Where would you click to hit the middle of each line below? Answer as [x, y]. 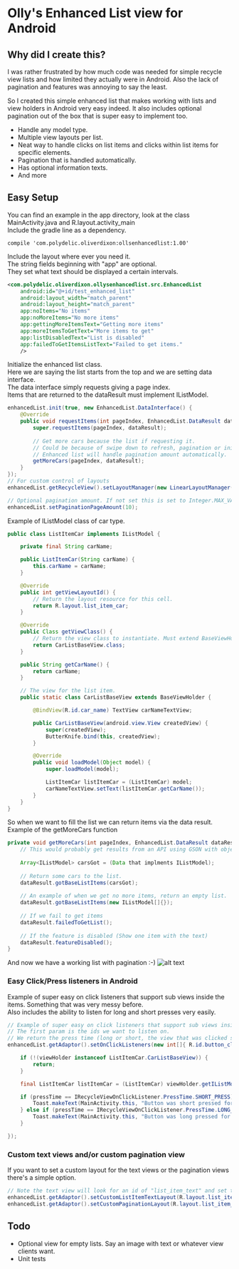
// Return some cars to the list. [71, 876]
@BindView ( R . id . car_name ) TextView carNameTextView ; [113, 711]
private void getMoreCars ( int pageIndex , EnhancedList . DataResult [108, 843]
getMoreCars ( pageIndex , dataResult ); [89, 461]
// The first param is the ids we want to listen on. [89, 1032]
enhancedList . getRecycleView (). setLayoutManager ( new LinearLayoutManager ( [121, 487]
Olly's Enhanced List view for [95, 13]
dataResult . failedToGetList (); [67, 922]
